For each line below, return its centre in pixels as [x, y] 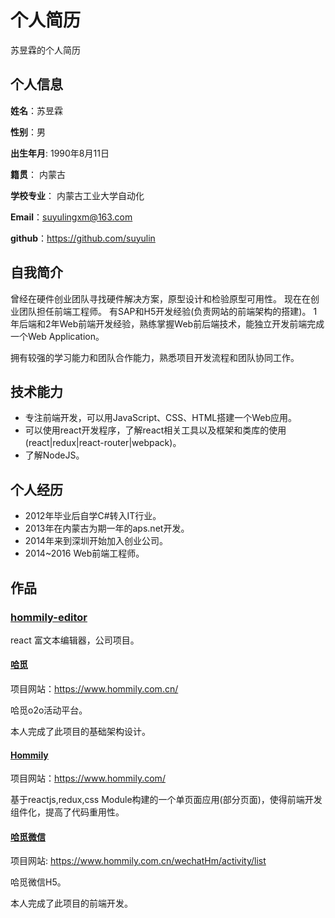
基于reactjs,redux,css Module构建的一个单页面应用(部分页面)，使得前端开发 [166, 800]
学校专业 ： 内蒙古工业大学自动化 [77, 195]
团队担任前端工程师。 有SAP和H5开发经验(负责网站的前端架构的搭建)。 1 [168, 311]
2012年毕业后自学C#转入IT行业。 [93, 516]
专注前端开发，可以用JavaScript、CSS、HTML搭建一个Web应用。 [161, 418]
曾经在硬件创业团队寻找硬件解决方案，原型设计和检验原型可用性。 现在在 [160, 298]
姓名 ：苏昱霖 [36, 110]
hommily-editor [49, 617]
